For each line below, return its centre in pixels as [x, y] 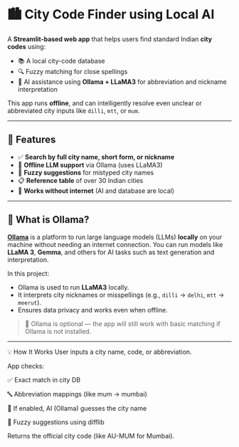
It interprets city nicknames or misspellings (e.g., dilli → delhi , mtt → [121, 295]
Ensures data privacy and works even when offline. [93, 310]
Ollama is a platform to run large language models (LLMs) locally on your [115, 237]
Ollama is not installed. [58, 331]
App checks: [26, 366]
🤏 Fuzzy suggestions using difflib [56, 422]
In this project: [28, 273]
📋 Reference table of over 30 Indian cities [80, 180]
